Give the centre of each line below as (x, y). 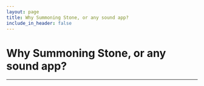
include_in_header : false (39, 23)
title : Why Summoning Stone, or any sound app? (68, 18)
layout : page (23, 12)
